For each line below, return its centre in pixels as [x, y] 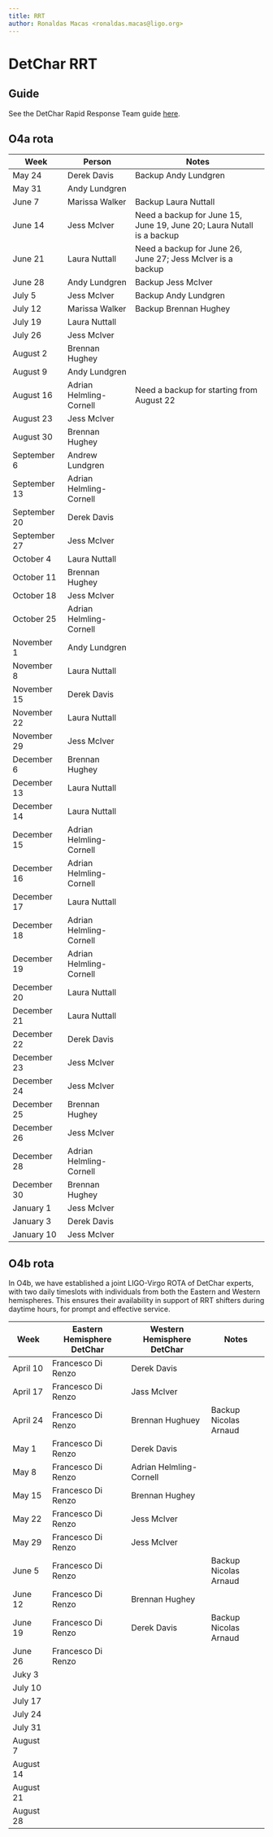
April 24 [28, 1420]
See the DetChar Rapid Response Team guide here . [94, 113]
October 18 [35, 596]
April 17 [28, 1392]
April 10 [28, 1368]
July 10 [27, 1688]
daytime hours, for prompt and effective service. [89, 1309]
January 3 [32, 1222]
